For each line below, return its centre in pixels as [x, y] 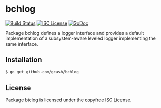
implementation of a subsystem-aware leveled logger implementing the [81, 38]
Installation [24, 60]
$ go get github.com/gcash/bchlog [42, 72]
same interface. [22, 44]
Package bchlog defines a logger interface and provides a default [75, 33]
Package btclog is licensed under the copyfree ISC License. [68, 100]
